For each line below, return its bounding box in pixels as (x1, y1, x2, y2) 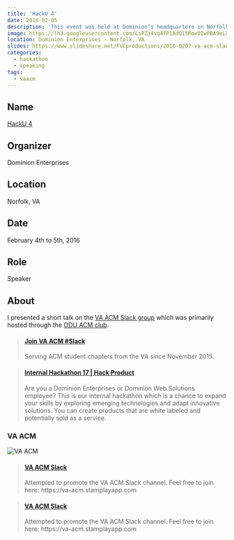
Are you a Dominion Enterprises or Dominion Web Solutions (24, 384, 195, 392)
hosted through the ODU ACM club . (7, 321, 109, 329)
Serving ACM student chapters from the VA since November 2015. (24, 352, 214, 360)
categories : (7, 50, 42, 57)
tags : (7, 68, 23, 75)
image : (7, 29, 26, 37)
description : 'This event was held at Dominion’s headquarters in (7, 23, 204, 30)
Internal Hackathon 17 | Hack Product (24, 368, 134, 377)
